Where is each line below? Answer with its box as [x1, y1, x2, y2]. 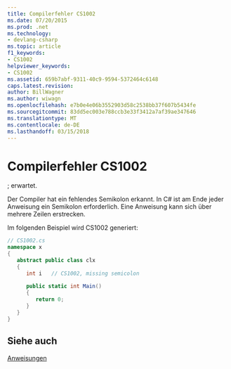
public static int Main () [25, 283, 102, 290]
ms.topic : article [7, 43, 61, 50]
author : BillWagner [7, 89, 65, 96]
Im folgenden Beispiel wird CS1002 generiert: [7, 224, 138, 232]
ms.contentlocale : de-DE [7, 121, 80, 129]
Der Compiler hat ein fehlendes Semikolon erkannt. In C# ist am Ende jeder [7, 195, 224, 204]
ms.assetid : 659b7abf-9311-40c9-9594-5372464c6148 [7, 75, 159, 83]
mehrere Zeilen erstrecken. [7, 210, 86, 219]
